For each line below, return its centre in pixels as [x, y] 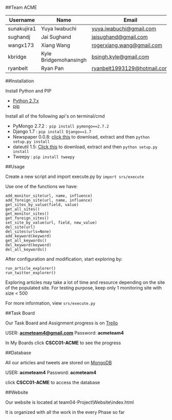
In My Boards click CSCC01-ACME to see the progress [63, 343]
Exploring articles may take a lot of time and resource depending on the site [85, 282]
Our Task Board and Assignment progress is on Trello [62, 323]
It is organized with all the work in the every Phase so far [65, 412]
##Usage [15, 167]
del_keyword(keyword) [28, 245]
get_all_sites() [23, 209]
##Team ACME [21, 7]
